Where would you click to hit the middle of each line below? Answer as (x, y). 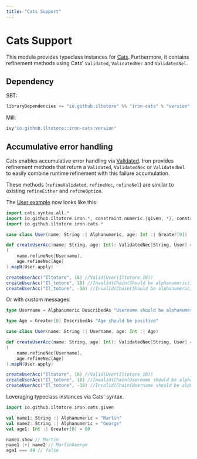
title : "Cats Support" (34, 11)
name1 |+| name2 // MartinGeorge (47, 445)
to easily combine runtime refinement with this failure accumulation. (88, 173)
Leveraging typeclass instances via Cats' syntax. (65, 397)
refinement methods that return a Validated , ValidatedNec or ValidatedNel (96, 167)
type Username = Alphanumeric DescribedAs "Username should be (85, 310)
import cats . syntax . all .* (38, 213)
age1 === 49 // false (33, 450)
